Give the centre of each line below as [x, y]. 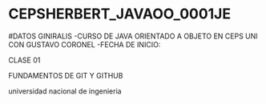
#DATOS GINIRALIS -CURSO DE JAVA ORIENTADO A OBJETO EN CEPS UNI [133, 36]
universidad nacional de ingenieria [65, 91]
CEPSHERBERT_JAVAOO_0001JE [119, 14]
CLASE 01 [24, 60]
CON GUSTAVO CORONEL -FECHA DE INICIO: [85, 44]
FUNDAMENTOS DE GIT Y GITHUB [66, 75]
